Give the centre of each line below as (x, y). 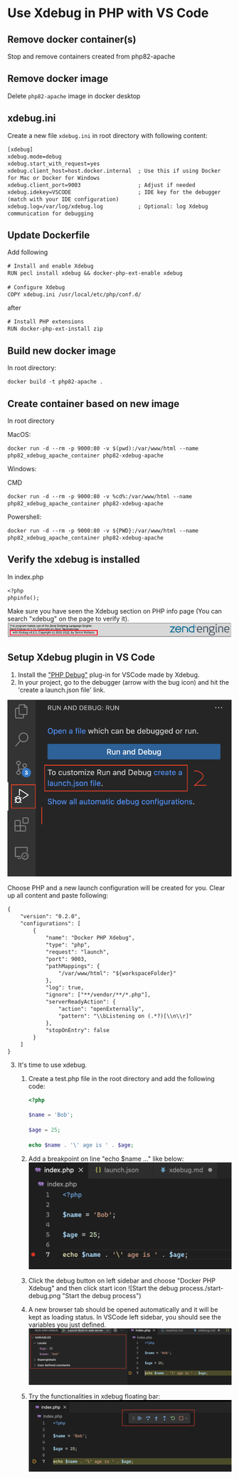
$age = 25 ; (44, 1130)
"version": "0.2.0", (51, 916)
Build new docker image (62, 351)
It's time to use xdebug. (52, 1065)
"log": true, (64, 987)
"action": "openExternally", (101, 1009)
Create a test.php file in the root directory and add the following (121, 1078)
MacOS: (19, 435)
